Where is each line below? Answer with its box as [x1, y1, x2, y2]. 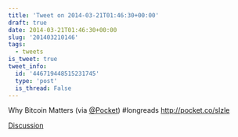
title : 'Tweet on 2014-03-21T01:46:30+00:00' [8, 11, 159, 20]
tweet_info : [8, 63, 47, 70]
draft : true [8, 19, 47, 27]
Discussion [8, 121, 44, 130]
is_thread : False [15, 84, 72, 92]
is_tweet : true [8, 56, 58, 63]
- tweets [15, 48, 44, 56]
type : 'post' [15, 77, 58, 85]
